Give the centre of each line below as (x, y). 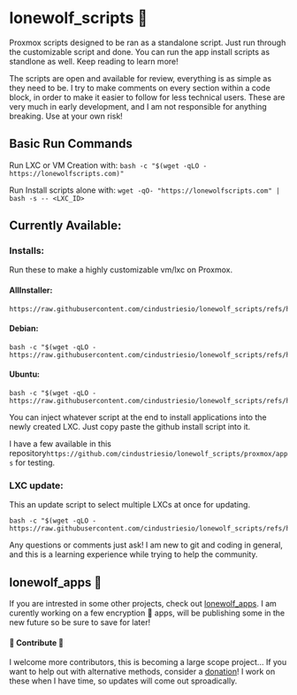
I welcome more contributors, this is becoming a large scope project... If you (148, 662)
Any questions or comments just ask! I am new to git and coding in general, (146, 545)
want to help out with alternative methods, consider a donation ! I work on (142, 672)
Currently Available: (65, 226)
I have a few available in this (61, 444)
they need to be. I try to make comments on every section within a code (140, 88)
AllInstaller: (31, 290)
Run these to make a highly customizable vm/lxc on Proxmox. (121, 270)
